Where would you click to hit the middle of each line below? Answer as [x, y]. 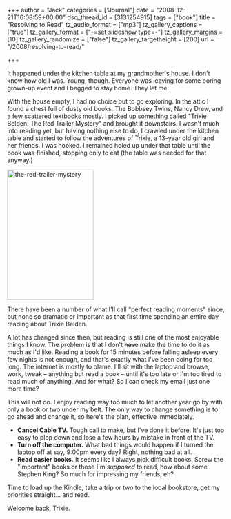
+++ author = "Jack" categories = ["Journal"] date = [81, 10]
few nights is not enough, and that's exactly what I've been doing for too [110, 359]
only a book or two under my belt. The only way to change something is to [113, 409]
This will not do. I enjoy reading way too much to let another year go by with [115, 402]
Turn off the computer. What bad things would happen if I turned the [115, 445]
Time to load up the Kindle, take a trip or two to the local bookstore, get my [114, 487]
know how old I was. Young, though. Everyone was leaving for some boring [114, 81]
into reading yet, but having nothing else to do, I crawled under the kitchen [113, 131]
